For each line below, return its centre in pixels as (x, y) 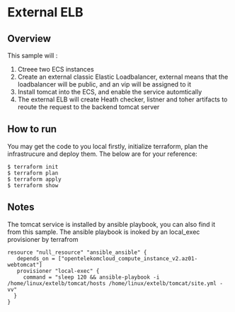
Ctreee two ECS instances (56, 69)
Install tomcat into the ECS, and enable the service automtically (110, 92)
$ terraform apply (34, 179)
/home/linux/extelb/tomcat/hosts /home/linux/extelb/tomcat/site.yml (112, 283)
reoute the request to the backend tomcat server (88, 107)
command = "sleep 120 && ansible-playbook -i (91, 277)
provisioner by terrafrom (43, 239)
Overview (29, 39)
